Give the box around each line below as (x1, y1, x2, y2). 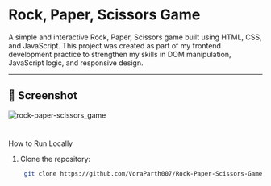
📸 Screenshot (8, 89, 78, 102)
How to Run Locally (8, 138, 73, 148)
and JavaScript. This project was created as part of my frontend (8, 40, 222, 50)
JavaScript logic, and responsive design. (8, 58, 144, 68)
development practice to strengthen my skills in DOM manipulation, (8, 49, 231, 59)
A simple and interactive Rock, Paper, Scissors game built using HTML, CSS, (8, 32, 262, 42)
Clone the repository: (19, 154, 91, 163)
